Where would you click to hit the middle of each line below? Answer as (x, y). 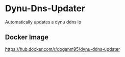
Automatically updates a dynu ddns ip (43, 22)
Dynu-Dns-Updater (45, 9)
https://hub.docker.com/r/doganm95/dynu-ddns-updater (62, 49)
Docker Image (27, 37)
